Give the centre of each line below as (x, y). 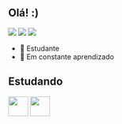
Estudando (36, 82)
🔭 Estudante (39, 48)
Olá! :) (24, 13)
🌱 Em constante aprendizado (67, 56)
